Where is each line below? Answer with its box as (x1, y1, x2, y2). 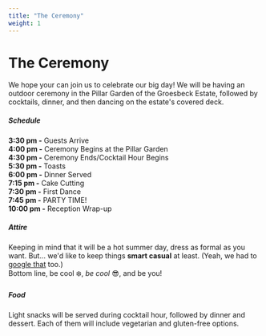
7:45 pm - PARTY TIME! (8, 196, 87, 205)
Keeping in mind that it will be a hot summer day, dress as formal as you (8, 242, 246, 253)
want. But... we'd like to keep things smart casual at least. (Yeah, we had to (8, 251, 258, 261)
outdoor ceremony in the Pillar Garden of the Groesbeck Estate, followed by (8, 89, 258, 99)
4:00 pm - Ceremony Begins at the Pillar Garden (8, 144, 168, 154)
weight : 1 (8, 19, 42, 27)
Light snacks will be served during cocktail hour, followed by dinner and (8, 310, 246, 320)
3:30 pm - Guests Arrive (8, 136, 90, 145)
